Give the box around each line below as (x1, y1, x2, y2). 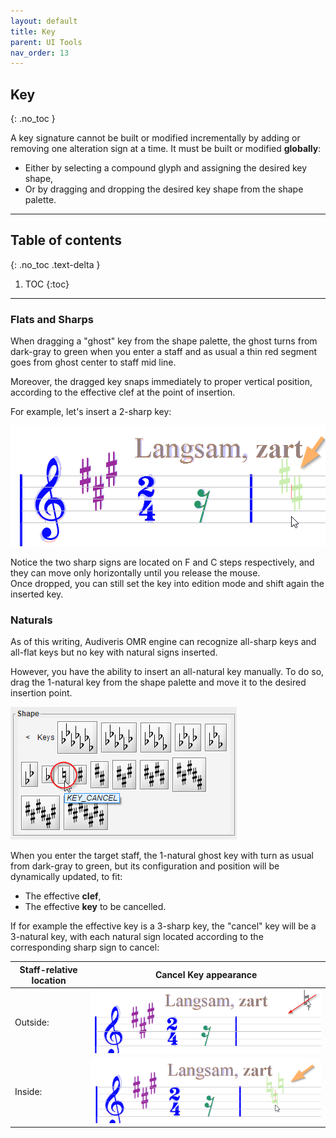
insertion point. (10, 687, 73, 699)
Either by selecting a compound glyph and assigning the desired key (24, 162, 308, 174)
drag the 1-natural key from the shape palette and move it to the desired (10, 676, 307, 689)
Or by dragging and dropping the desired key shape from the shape (24, 183, 304, 195)
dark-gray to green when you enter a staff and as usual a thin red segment (10, 346, 318, 358)
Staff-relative (19, 963, 78, 975)
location (31, 974, 67, 986)
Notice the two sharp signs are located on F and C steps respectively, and (10, 556, 315, 569)
